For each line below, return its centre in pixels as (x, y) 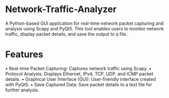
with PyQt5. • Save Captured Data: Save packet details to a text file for (79, 84)
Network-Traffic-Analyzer (61, 9)
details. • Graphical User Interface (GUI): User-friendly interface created (80, 79)
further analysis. (22, 90)
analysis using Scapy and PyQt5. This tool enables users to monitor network (85, 28)
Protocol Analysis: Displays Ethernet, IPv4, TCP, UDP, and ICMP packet (79, 74)
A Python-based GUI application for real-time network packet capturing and (85, 23)
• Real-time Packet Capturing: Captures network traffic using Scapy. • (78, 68)
